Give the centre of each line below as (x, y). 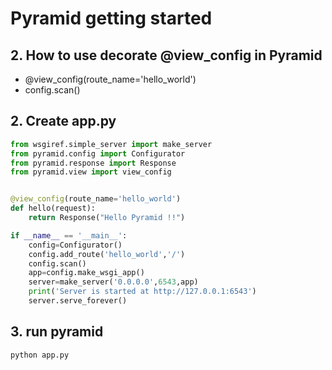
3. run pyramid (57, 332)
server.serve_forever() (78, 301)
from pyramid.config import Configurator (98, 153)
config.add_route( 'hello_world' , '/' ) (107, 254)
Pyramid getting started (111, 18)
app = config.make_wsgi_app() (86, 273)
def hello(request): (53, 208)
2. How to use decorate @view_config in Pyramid (166, 55)
